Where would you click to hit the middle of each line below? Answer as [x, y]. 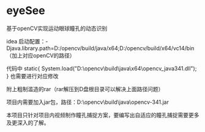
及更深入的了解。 [28, 122]
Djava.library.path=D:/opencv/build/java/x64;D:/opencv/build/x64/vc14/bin [100, 48]
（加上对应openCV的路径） [41, 55]
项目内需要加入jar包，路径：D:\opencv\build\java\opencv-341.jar [88, 102]
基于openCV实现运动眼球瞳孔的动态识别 [57, 28]
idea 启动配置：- [27, 41]
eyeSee [26, 11]
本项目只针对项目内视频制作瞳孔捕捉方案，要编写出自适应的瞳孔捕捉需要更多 [103, 115]
